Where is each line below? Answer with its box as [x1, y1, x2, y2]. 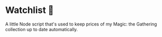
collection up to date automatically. [5, 26, 78, 32]
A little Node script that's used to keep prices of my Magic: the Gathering [5, 21, 157, 27]
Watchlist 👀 [5, 4, 54, 16]
